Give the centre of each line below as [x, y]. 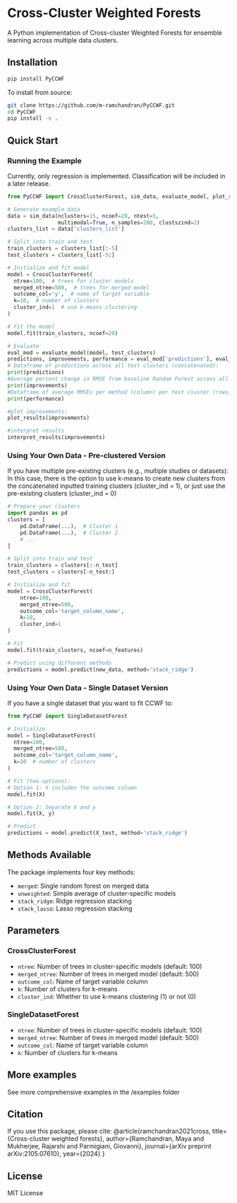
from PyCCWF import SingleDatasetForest [68, 716]
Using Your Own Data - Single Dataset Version [88, 688]
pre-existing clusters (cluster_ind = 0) [62, 494]
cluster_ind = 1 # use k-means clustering [75, 307]
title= [220, 1131]
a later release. [29, 183]
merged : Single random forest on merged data [83, 886]
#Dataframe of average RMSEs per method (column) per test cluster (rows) [120, 392]
